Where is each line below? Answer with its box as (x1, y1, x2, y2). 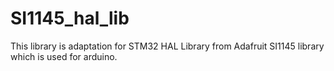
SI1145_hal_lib (10, 7, 130, 30)
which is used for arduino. (10, 50, 118, 62)
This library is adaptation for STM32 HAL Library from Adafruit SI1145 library (10, 40, 325, 52)
